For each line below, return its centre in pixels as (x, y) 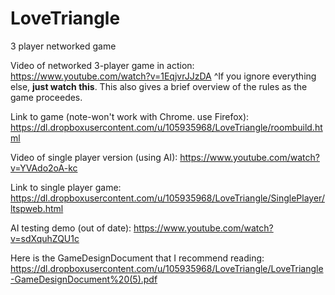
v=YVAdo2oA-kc (44, 168)
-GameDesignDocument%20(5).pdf (84, 279)
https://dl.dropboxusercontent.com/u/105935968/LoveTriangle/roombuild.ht (166, 127)
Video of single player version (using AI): (94, 157)
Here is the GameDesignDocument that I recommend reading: (137, 258)
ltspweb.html (37, 208)
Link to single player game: (66, 187)
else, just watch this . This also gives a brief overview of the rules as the (159, 86)
